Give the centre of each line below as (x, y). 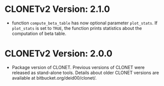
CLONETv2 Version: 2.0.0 (59, 54)
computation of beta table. (39, 33)
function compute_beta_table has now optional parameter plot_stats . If (84, 23)
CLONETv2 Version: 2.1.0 (57, 9)
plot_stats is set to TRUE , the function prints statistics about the (77, 28)
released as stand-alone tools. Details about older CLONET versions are (85, 73)
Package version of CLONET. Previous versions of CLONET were (78, 67)
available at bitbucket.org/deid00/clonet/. (54, 78)
